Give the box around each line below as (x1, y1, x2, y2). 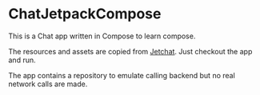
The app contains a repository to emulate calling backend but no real (8, 70, 236, 80)
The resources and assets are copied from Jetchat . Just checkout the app (8, 46, 253, 56)
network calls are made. (8, 79, 88, 89)
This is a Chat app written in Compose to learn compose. (8, 31, 196, 41)
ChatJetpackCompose (8, 5, 162, 23)
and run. (8, 55, 36, 65)
